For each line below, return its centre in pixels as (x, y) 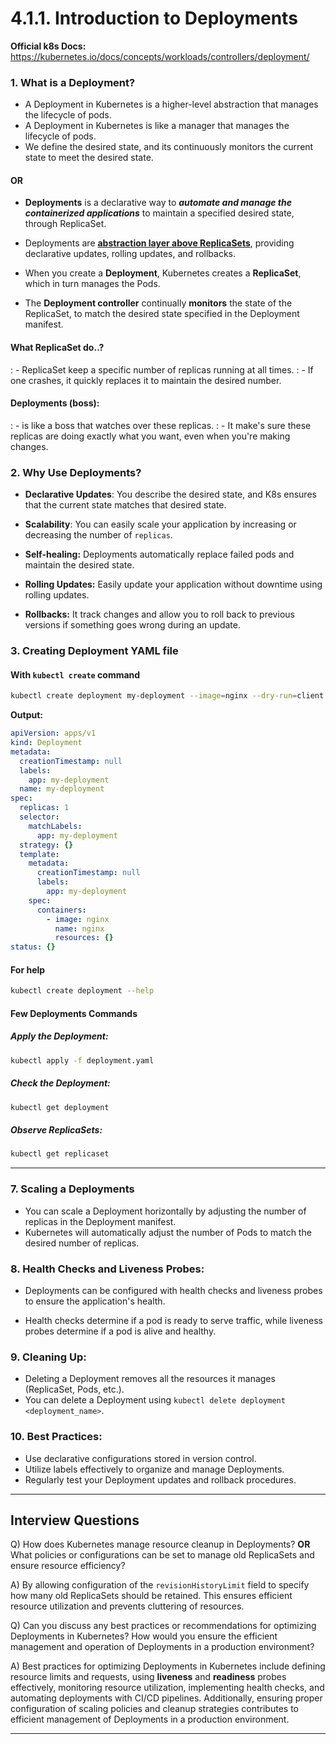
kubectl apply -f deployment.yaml (82, 1060)
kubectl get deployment (60, 1107)
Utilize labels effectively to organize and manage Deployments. (154, 1469)
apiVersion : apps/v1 (53, 733)
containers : (61, 910)
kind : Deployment (46, 743)
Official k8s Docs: (48, 46)
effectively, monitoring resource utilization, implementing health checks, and (167, 1688)
